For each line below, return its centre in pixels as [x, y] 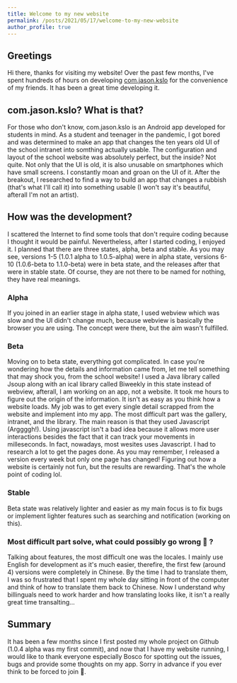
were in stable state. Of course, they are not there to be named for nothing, [117, 271]
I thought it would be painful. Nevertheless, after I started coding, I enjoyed [116, 241]
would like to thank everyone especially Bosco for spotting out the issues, [115, 656]
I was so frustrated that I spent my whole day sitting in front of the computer [118, 580]
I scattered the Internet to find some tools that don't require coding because [118, 234]
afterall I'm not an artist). [43, 195]
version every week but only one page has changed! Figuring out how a [112, 459]
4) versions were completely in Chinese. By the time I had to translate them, [118, 572]
